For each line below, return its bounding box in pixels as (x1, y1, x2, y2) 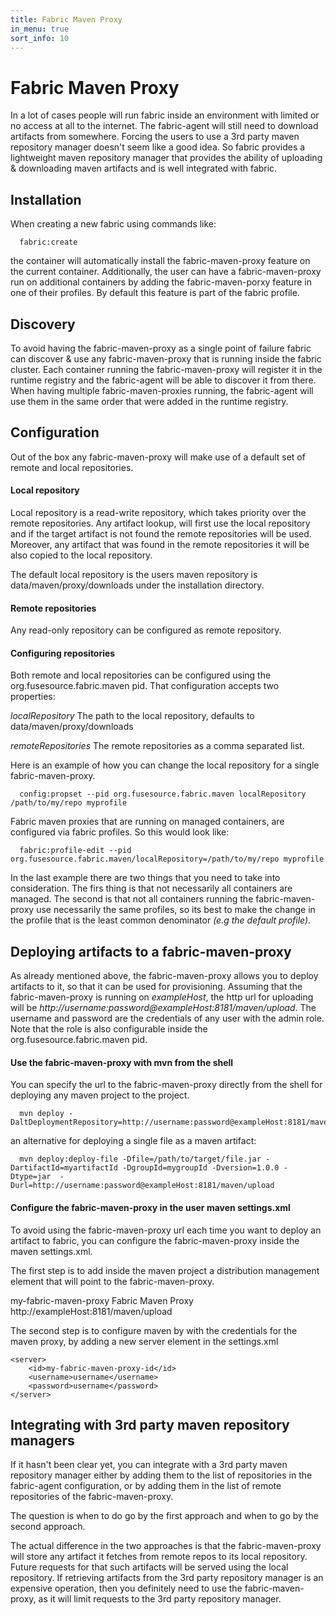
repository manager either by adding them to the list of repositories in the (10, 1469, 313, 1481)
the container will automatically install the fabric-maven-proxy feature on (10, 255, 311, 267)
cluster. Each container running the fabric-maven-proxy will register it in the (10, 363, 323, 375)
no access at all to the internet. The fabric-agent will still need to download (10, 120, 319, 132)
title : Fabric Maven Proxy (10, 14, 123, 25)
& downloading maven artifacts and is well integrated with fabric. (10, 162, 278, 175)
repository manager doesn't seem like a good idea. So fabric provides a (10, 141, 306, 153)
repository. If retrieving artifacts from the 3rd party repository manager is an (10, 1572, 324, 1584)
